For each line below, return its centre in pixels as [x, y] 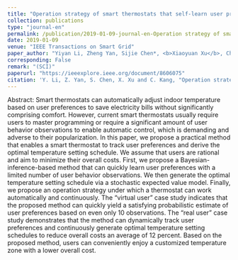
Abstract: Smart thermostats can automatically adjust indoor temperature [114, 100]
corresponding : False [39, 60]
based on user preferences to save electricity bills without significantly [110, 108]
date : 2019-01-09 [33, 40]
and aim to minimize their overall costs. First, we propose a [93, 160]
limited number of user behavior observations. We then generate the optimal [119, 175]
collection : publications [45, 21]
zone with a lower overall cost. [52, 250]
